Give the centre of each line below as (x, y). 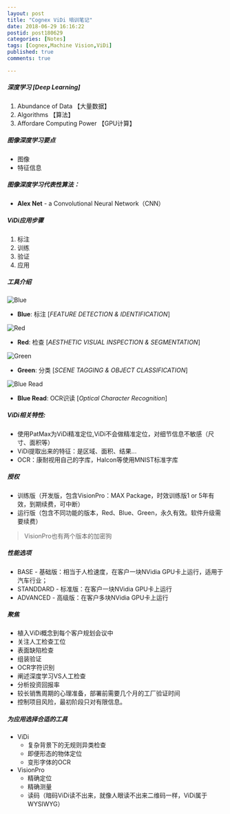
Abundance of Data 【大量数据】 (64, 106)
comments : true (29, 59)
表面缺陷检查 (35, 650)
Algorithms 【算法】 (45, 114)
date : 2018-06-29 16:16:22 (46, 26)
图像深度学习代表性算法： (43, 185)
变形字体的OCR (49, 762)
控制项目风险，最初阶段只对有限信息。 (71, 702)
